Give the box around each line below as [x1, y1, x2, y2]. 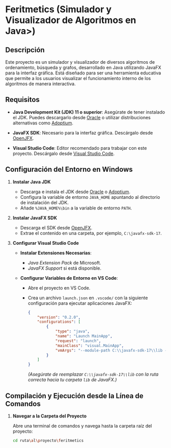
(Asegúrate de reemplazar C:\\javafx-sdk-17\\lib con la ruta [27, 371, 159, 378]
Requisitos [5, 95, 40, 104]
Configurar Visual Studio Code [12, 240, 79, 246]
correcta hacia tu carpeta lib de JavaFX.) [27, 377, 117, 383]
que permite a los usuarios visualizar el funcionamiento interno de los [5, 75, 151, 81]
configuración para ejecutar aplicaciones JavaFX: [27, 300, 132, 306]
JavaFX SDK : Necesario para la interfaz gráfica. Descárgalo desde [12, 129, 153, 136]
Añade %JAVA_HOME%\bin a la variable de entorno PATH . [20, 205, 132, 211]
